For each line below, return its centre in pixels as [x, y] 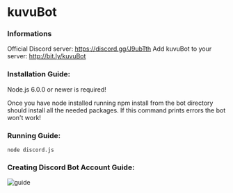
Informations [30, 34]
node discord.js [31, 150]
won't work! [24, 117]
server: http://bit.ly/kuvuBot [47, 56]
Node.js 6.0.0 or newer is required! [57, 89]
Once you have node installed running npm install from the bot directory [110, 103]
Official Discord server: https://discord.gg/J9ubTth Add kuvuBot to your [110, 49]
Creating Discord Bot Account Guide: [71, 167]
